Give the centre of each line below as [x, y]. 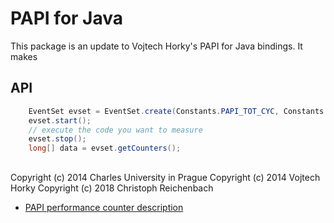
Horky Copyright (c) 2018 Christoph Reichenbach [112, 188]
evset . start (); [60, 120]
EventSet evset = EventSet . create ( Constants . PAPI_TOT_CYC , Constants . [178, 111]
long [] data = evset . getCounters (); [105, 148]
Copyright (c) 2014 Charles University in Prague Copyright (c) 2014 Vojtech [165, 177]
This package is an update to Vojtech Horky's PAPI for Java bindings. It [156, 46]
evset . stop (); [57, 139]
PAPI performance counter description [104, 207]
